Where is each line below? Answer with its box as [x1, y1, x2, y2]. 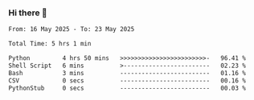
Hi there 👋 [8, 7, 48, 18]
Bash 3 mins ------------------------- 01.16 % [8, 69, 247, 77]
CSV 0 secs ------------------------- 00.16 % [8, 76, 247, 85]
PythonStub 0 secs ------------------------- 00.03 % [8, 84, 247, 92]
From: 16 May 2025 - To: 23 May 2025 [8, 26, 135, 34]
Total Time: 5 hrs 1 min [8, 40, 92, 48]
